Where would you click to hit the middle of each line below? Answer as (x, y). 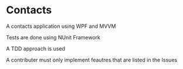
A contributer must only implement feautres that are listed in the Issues (92, 60)
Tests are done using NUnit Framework (53, 37)
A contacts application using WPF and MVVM (61, 26)
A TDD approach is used (36, 48)
